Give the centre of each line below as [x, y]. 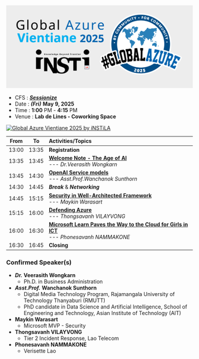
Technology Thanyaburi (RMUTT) [64, 301]
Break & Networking [74, 187]
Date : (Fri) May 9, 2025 [44, 104]
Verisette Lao [40, 351]
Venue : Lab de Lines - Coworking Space [65, 116]
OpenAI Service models [79, 173]
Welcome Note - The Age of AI [88, 158]
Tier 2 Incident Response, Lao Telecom [71, 338]
